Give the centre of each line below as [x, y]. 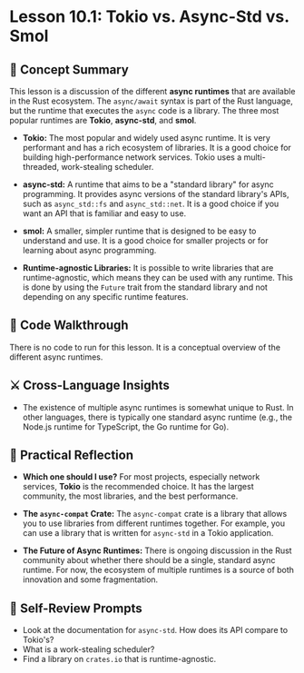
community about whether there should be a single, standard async [149, 560]
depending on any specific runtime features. [105, 297]
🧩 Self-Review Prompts [76, 608]
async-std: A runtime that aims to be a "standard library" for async [148, 184]
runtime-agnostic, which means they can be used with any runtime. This [157, 277]
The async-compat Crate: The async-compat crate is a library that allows [155, 514]
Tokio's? [38, 640]
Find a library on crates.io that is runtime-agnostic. [119, 659]
